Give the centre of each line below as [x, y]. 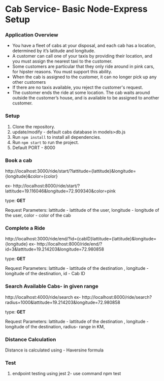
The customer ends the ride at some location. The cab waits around [81, 93]
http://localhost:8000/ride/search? [117, 297]
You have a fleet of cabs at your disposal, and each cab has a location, [84, 46]
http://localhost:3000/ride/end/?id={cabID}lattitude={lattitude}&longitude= [81, 239]
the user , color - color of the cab [38, 216]
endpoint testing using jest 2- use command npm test [66, 374]
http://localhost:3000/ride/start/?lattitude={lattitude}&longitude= [71, 171]
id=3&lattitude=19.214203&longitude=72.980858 [55, 249]
